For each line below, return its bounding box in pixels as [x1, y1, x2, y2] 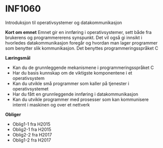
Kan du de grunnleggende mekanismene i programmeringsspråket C [12, 64, 154, 70]
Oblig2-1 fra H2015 [12, 126, 51, 132]
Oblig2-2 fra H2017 [12, 131, 52, 137]
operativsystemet [12, 85, 49, 91]
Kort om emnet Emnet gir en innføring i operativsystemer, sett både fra [5, 29, 151, 35]
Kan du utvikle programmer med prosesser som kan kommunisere [12, 96, 149, 102]
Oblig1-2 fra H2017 [12, 137, 51, 143]
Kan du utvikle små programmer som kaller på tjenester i [12, 80, 129, 86]
